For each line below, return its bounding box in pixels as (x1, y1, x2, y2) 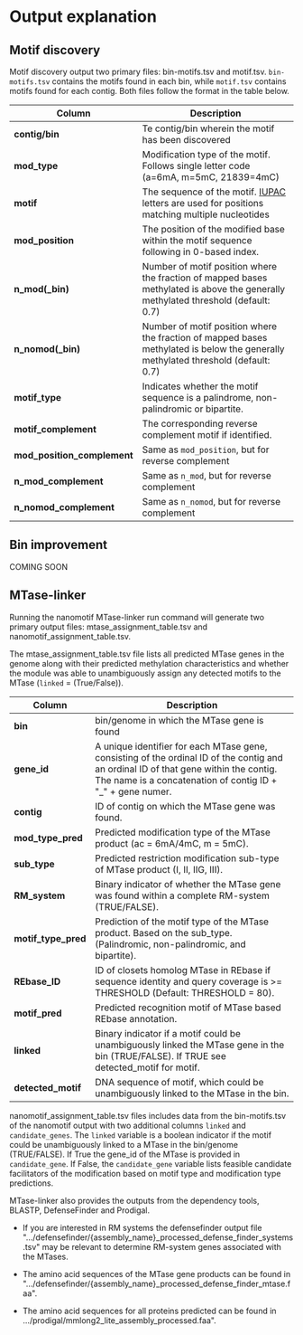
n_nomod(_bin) (14, 343, 81, 355)
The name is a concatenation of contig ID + (94, 773, 278, 786)
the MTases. (22, 1251, 69, 1262)
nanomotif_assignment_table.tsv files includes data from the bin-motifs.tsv (9, 1110, 287, 1121)
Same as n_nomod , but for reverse (142, 496, 281, 507)
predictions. (9, 1178, 54, 1188)
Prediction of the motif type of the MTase (94, 915, 269, 928)
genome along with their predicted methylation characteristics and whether (9, 658, 289, 668)
